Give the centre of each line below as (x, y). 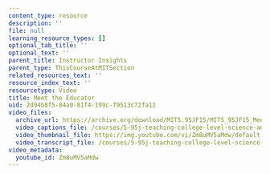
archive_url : (37, 120)
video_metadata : (35, 150)
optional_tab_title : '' (48, 46)
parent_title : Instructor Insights (68, 61)
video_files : (30, 113)
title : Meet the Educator (51, 98)
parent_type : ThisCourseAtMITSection (72, 68)
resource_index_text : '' (50, 83)
